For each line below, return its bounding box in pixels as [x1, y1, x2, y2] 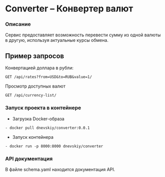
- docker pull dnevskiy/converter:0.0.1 [5, 125, 90, 130]
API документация [5, 155, 53, 162]
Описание [5, 21, 31, 28]
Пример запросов [5, 52, 65, 60]
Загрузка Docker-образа [12, 115, 65, 122]
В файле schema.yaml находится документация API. [5, 166, 115, 172]
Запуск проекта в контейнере [5, 104, 82, 111]
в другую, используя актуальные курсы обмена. [5, 37, 109, 43]
